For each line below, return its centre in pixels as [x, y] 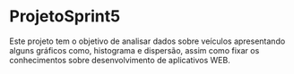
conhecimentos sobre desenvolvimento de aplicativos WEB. [120, 60]
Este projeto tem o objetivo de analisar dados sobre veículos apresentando [147, 41]
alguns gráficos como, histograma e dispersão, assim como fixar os [134, 50]
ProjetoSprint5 [65, 16]
